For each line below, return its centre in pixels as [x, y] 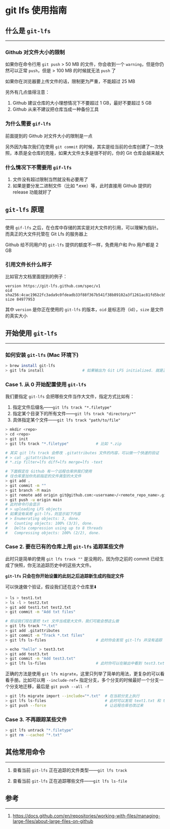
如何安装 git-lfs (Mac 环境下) [42, 355]
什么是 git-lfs [28, 31]
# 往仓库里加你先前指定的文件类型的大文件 [44, 476]
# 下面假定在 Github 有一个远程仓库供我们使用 [49, 472]
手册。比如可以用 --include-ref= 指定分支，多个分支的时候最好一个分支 [84, 680]
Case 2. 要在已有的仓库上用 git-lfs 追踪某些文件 [65, 547]
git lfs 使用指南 [36, 10]
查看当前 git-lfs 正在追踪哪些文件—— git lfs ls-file [70, 781]
